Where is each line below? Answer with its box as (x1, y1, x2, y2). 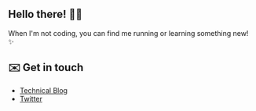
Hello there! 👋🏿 (8, 8, 82, 21)
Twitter (19, 94, 43, 103)
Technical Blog (19, 85, 68, 95)
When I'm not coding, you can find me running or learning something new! (8, 28, 249, 38)
